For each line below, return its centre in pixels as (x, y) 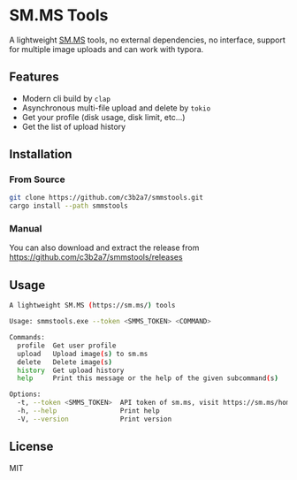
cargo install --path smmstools (69, 206)
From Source (37, 179)
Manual (26, 229)
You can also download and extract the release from (104, 248)
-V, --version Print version (95, 419)
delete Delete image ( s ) (65, 362)
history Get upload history (71, 370)
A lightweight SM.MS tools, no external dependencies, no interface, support (147, 40)
